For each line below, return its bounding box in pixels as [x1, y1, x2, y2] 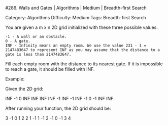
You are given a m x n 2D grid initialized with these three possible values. [5, 24, 158, 30]
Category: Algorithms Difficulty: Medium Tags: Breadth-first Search [5, 15, 146, 20]
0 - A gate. [5, 38, 30, 44]
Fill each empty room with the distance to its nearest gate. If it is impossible [5, 61, 163, 67]
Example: [5, 76, 25, 82]
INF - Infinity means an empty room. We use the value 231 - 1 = [5, 43, 146, 48]
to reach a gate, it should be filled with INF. [5, 66, 95, 72]
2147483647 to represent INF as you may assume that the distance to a [5, 48, 160, 53]
